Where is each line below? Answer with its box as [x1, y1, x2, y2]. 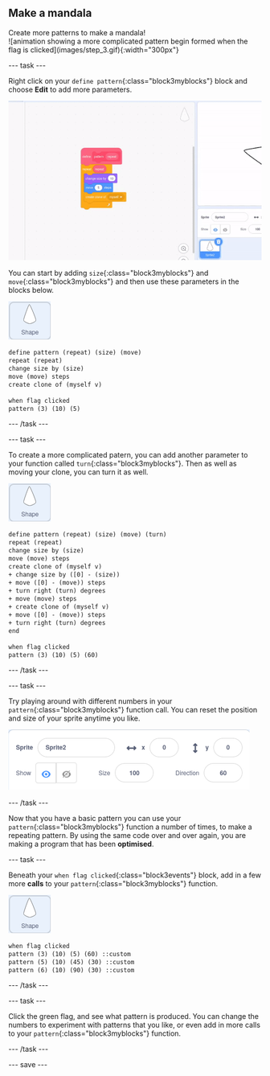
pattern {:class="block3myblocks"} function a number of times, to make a [8, 822, 252, 832]
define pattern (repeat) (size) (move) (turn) [8, 531, 167, 539]
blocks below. [8, 285, 55, 295]
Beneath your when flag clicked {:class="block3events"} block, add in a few [8, 870, 261, 880]
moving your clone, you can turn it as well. [8, 467, 149, 477]
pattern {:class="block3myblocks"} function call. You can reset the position [8, 705, 258, 715]
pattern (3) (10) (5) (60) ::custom [8, 951, 131, 959]
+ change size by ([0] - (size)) [8, 571, 121, 579]
